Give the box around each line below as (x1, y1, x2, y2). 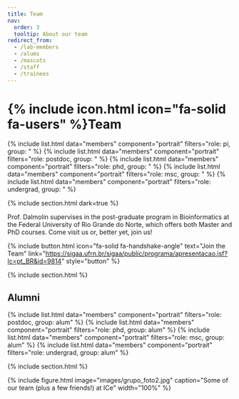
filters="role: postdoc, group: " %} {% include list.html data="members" (7, 155, 219, 163)
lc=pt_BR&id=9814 (7, 257, 62, 266)
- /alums (14, 51, 40, 58)
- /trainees (14, 70, 50, 77)
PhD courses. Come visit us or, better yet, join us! (7, 228, 153, 236)
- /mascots (14, 57, 46, 64)
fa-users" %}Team (7, 116, 122, 132)
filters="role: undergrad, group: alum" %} (7, 348, 129, 357)
